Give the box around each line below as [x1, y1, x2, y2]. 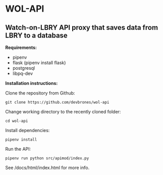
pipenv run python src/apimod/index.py [5, 156, 89, 161]
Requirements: [5, 45, 37, 51]
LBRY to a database [5, 31, 68, 39]
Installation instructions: [5, 80, 58, 86]
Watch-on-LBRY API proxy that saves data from [5, 23, 158, 32]
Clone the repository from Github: [5, 90, 75, 96]
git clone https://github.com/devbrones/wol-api [5, 100, 110, 105]
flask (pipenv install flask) [12, 60, 66, 66]
